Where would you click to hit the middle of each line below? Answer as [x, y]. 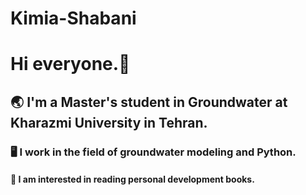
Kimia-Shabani [73, 18]
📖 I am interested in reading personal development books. [132, 179]
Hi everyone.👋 [70, 64]
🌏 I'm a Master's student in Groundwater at [149, 102]
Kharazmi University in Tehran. [109, 122]
